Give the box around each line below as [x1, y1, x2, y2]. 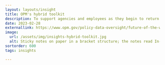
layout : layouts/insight [5, 7, 56, 12]
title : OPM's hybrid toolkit [5, 12, 65, 17]
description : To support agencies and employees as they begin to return [5, 16, 160, 21]
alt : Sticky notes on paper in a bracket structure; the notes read [9, 39, 153, 44]
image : [5, 30, 19, 35]
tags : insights [5, 48, 36, 53]
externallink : [5, 25, 34, 30]
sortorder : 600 [5, 43, 36, 48]
